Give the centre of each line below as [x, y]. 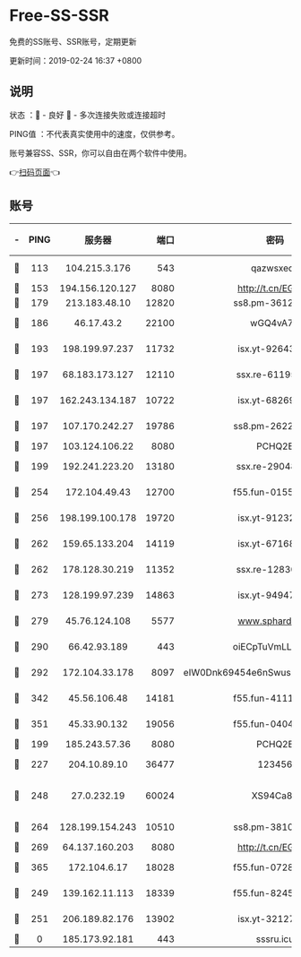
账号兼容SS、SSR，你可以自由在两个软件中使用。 [100, 152]
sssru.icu [275, 939]
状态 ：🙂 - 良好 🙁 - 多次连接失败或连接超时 [87, 115]
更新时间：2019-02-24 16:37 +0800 [76, 60]
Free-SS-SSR [59, 16]
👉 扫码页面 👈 [35, 172]
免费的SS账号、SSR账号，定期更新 [73, 41]
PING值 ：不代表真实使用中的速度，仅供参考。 [95, 134]
